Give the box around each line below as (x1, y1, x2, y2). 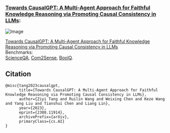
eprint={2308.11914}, (18, 110, 65, 115)
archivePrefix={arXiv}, (18, 115, 70, 120)
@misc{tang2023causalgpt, (5, 83, 60, 88)
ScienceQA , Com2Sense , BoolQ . (5, 55, 73, 61)
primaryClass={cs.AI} (18, 119, 65, 124)
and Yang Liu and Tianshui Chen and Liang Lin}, (5, 101, 110, 106)
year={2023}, (18, 105, 47, 111)
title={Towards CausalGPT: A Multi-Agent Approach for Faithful (18, 87, 158, 93)
